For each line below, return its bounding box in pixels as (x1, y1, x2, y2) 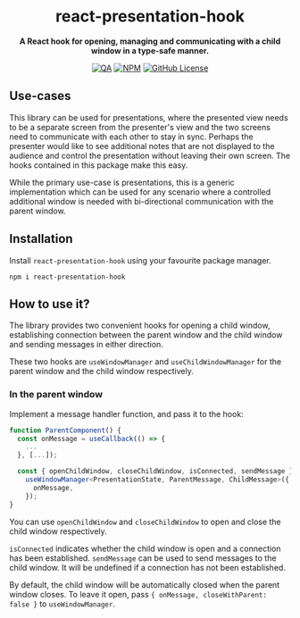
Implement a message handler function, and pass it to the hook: (9, 408, 244, 419)
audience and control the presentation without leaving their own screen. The (9, 150, 291, 161)
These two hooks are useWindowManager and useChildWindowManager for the (9, 356, 282, 367)
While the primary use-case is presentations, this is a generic (9, 177, 235, 188)
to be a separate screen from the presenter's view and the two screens (9, 121, 271, 132)
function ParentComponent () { (9, 426, 122, 435)
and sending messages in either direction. (9, 339, 163, 350)
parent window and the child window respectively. (9, 366, 194, 377)
